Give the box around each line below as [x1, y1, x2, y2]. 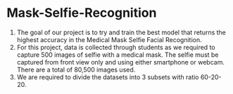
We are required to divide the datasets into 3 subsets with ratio [16, 72, 199, 81]
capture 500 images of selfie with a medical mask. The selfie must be [16, 51, 219, 59]
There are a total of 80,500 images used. [16, 65, 136, 74]
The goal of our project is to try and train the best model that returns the [16, 28, 227, 36]
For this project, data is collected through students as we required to [16, 43, 215, 51]
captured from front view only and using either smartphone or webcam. [16, 58, 225, 66]
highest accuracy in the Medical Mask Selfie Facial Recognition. [16, 35, 202, 43]
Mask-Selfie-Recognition [6, 5, 157, 21]
